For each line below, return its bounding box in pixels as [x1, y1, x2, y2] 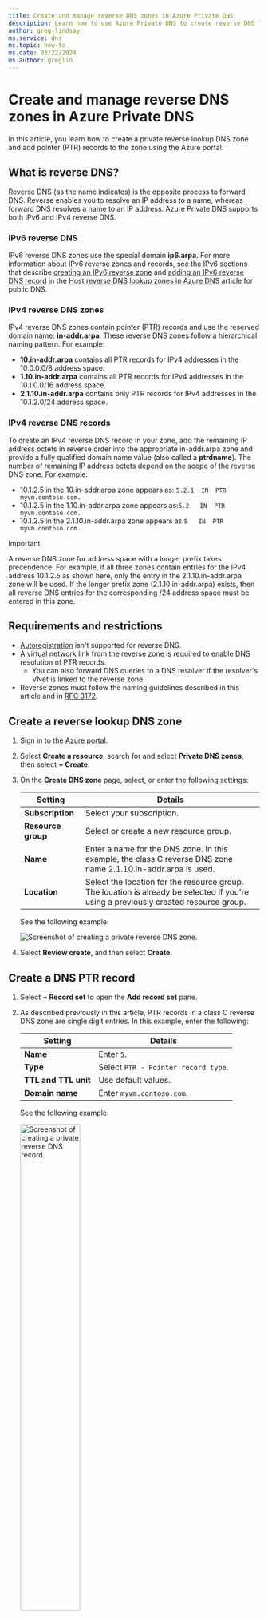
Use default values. [98, 1074, 171, 1085]
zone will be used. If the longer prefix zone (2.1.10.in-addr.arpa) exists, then [8, 579, 255, 589]
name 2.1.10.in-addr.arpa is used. [85, 863, 215, 875]
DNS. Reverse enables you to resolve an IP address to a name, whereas [8, 195, 243, 204]
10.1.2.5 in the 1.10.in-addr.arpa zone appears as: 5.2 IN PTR [19, 500, 226, 510]
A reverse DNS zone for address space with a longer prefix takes [8, 554, 222, 563]
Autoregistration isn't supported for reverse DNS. [19, 641, 182, 650]
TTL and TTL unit [23, 1074, 91, 1085]
